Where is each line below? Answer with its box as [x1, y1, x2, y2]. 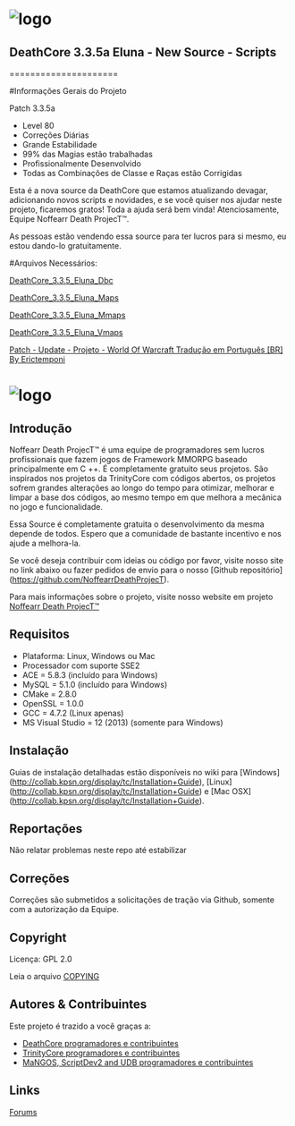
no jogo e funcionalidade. [9, 502, 104, 512]
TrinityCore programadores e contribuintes [21, 1047, 181, 1058]
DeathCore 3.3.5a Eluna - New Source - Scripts [9, 45, 277, 60]
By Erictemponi [9, 354, 65, 364]
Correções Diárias [21, 130, 89, 140]
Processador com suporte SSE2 [21, 660, 140, 671]
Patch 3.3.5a [9, 103, 55, 114]
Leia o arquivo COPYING [9, 971, 100, 982]
